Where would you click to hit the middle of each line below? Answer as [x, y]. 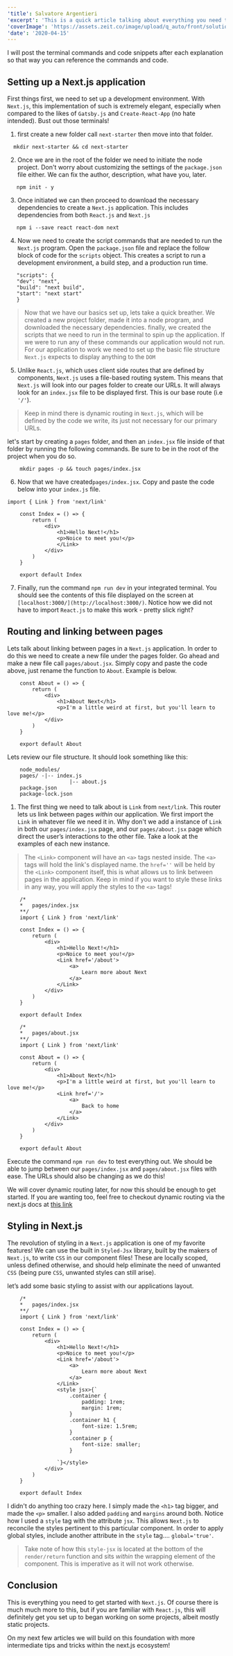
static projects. [28, 1624]
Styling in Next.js [45, 1226]
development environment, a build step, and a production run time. [112, 263]
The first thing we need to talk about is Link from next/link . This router [119, 807]
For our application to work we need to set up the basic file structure [122, 350]
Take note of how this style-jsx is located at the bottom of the [113, 1548]
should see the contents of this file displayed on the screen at [105, 595]
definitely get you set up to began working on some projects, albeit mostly [113, 1617]
